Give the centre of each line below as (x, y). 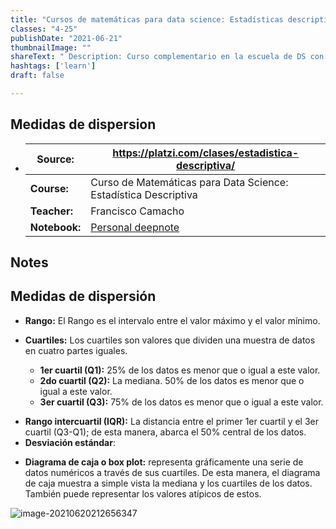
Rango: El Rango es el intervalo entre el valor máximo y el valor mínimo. (172, 320)
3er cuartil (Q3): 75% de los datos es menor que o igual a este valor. (181, 402)
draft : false (37, 76)
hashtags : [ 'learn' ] (53, 66)
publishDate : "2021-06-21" (66, 38)
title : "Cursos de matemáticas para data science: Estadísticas (147, 19)
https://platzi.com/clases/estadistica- (206, 153)
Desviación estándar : (70, 442)
